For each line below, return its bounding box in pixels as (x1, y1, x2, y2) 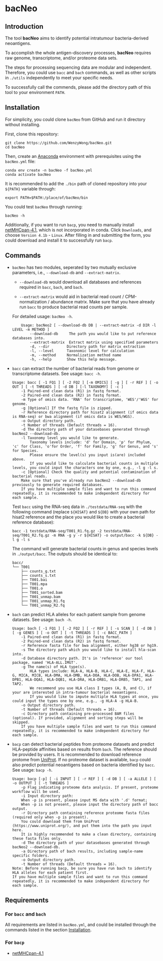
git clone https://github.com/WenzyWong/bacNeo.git (5, 140, 112, 145)
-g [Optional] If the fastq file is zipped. (21, 405, 113, 411)
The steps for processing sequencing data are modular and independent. (5, 64, 152, 70)
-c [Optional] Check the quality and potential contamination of (21, 470, 157, 474)
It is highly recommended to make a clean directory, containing (21, 831, 157, 837)
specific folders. (12, 853, 50, 858)
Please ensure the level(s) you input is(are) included (30, 452, 145, 457)
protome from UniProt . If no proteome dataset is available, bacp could (12, 756, 151, 762)
